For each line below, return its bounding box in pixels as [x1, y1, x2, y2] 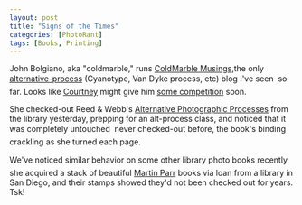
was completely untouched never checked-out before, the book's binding [9, 124, 287, 135]
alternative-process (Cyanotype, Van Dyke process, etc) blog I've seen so [9, 73, 288, 84]
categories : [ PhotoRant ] [9, 30, 103, 39]
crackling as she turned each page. [9, 136, 142, 147]
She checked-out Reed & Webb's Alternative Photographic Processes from [9, 104, 289, 115]
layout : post [9, 13, 59, 23]
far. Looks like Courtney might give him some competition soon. [9, 87, 247, 98]
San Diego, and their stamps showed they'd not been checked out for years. [9, 177, 294, 188]
